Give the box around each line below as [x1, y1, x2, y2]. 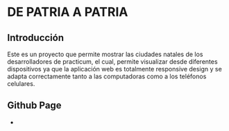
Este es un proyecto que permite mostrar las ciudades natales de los [7, 50, 203, 58]
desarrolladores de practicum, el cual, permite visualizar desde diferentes [7, 58, 218, 66]
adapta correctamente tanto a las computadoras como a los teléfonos [7, 72, 207, 80]
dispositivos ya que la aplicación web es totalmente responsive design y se [7, 65, 222, 73]
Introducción [7, 32, 65, 44]
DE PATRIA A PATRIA [7, 4, 128, 20]
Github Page [7, 100, 62, 112]
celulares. [7, 80, 35, 87]
